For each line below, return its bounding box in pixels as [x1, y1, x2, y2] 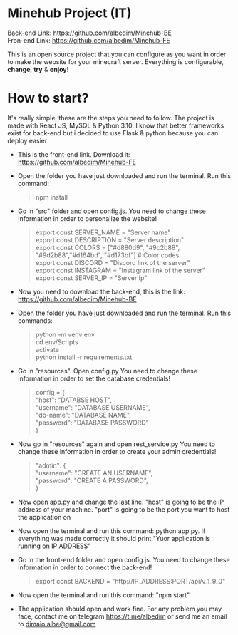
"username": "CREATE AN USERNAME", [35, 468, 153, 477]
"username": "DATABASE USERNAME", [35, 403, 151, 411]
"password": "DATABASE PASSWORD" [35, 418, 150, 427]
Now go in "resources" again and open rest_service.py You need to [17, 440, 216, 448]
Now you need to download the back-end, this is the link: [17, 287, 185, 296]
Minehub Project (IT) [7, 5, 132, 21]
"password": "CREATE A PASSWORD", [35, 476, 148, 485]
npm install [35, 192, 68, 201]
